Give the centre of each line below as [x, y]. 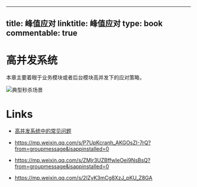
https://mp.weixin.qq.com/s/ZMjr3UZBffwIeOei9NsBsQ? [82, 160]
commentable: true [42, 33]
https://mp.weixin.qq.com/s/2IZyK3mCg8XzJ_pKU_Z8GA [83, 178]
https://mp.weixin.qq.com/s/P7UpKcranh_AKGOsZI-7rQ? [83, 143]
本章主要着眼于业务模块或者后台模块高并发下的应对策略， [75, 77]
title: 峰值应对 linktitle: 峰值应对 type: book [84, 24]
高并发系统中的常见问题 [43, 131]
